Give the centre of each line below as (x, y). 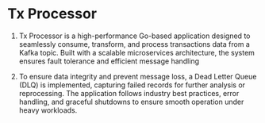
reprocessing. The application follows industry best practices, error (129, 93)
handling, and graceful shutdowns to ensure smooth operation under (131, 102)
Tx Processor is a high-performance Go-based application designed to (134, 36)
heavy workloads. (48, 110)
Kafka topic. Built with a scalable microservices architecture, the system (137, 52)
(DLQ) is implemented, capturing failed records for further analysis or (132, 85)
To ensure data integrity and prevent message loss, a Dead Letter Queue (138, 76)
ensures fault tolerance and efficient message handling (109, 61)
